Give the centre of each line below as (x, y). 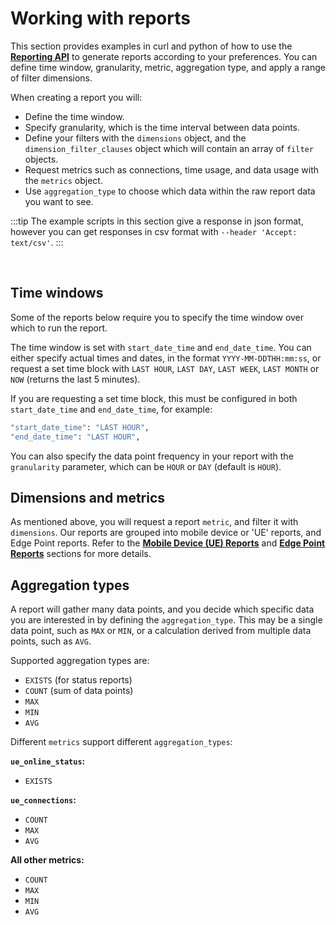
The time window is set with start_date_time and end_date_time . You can (161, 347)
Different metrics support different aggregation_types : (121, 742)
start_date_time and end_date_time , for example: (111, 409)
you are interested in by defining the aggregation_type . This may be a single (166, 620)
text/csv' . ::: (37, 242)
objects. (41, 159)
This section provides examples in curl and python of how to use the (151, 46)
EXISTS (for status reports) (78, 680)
